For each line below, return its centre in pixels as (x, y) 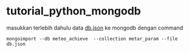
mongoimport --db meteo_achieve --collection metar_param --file (92, 39)
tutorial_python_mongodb (74, 11)
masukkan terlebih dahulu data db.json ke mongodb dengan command (95, 28)
